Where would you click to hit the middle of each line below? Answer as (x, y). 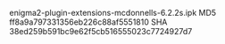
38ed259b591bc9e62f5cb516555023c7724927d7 (101, 31)
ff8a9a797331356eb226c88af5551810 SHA (88, 22)
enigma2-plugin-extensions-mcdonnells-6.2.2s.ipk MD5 (113, 13)
